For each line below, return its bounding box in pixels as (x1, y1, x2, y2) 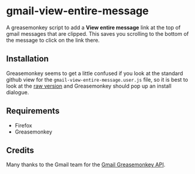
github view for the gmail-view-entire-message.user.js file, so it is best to (6, 76, 188, 83)
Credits (6, 145, 35, 156)
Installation (6, 54, 49, 64)
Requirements (6, 106, 60, 116)
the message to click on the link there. (6, 36, 100, 44)
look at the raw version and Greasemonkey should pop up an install (6, 82, 172, 89)
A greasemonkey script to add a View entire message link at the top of (6, 24, 181, 31)
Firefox (14, 122, 33, 129)
